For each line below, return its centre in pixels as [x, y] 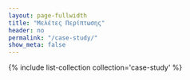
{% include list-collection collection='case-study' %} [95, 67]
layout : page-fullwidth [48, 15]
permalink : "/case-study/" [53, 38]
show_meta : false [37, 45]
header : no [26, 30]
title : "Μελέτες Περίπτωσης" [57, 23]
